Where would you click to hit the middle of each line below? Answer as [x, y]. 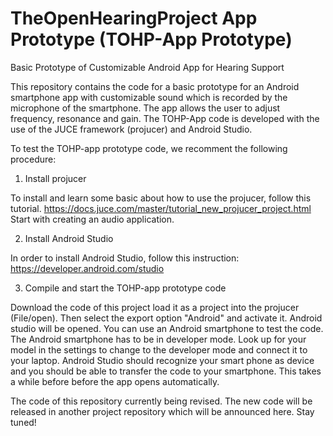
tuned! [23, 422]
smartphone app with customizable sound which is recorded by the [149, 97]
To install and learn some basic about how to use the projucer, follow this [161, 198]
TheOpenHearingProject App [134, 18]
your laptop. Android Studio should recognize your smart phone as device [162, 360]
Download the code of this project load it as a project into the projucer [155, 307]
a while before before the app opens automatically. [115, 381]
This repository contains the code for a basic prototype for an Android [155, 86]
